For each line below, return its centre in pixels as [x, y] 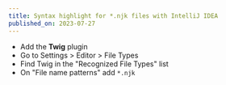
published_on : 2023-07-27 [52, 23]
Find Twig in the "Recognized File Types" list [94, 64]
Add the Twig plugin [54, 46]
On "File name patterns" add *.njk [77, 72]
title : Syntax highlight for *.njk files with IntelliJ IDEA [113, 16]
